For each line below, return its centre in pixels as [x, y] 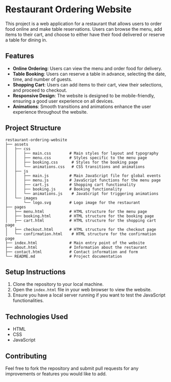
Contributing [26, 356]
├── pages [16, 207]
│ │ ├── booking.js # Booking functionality [64, 189]
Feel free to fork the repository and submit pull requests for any [72, 368]
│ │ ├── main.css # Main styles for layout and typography [82, 153]
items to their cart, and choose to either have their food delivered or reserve [85, 34]
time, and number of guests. [42, 79]
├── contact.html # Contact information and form [72, 252]
